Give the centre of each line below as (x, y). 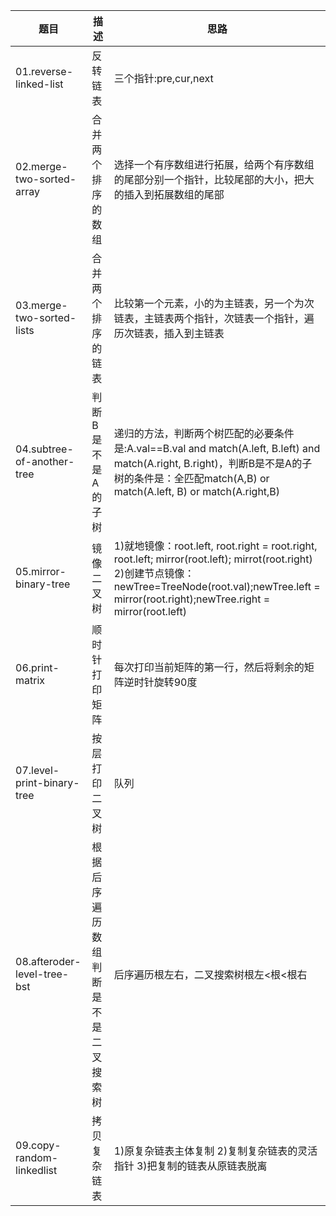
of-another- (45, 461)
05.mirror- (41, 571)
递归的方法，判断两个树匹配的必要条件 (204, 433)
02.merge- (41, 166)
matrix (30, 680)
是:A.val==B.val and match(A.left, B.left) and (217, 448)
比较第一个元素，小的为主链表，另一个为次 (214, 303)
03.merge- (41, 305)
